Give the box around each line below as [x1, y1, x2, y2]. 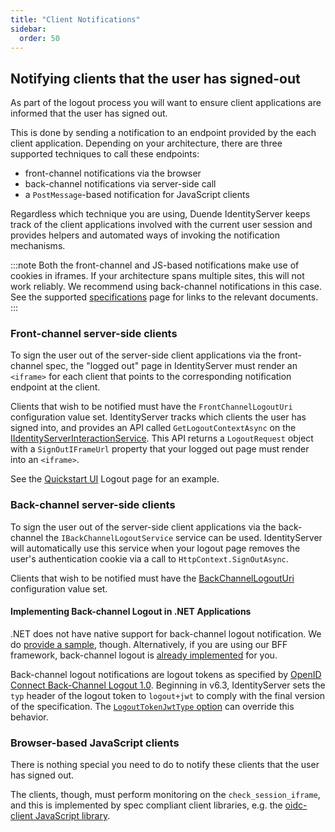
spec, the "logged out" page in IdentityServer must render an [45, 360, 298, 372]
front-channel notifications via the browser [24, 167, 202, 180]
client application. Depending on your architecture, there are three [10, 137, 283, 150]
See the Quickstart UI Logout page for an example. [10, 473, 220, 485]
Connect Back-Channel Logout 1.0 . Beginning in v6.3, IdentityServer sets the [10, 679, 326, 691]
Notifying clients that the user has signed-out [10, 70, 301, 87]
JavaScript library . [34, 810, 111, 822]
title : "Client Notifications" [10, 14, 141, 25]
